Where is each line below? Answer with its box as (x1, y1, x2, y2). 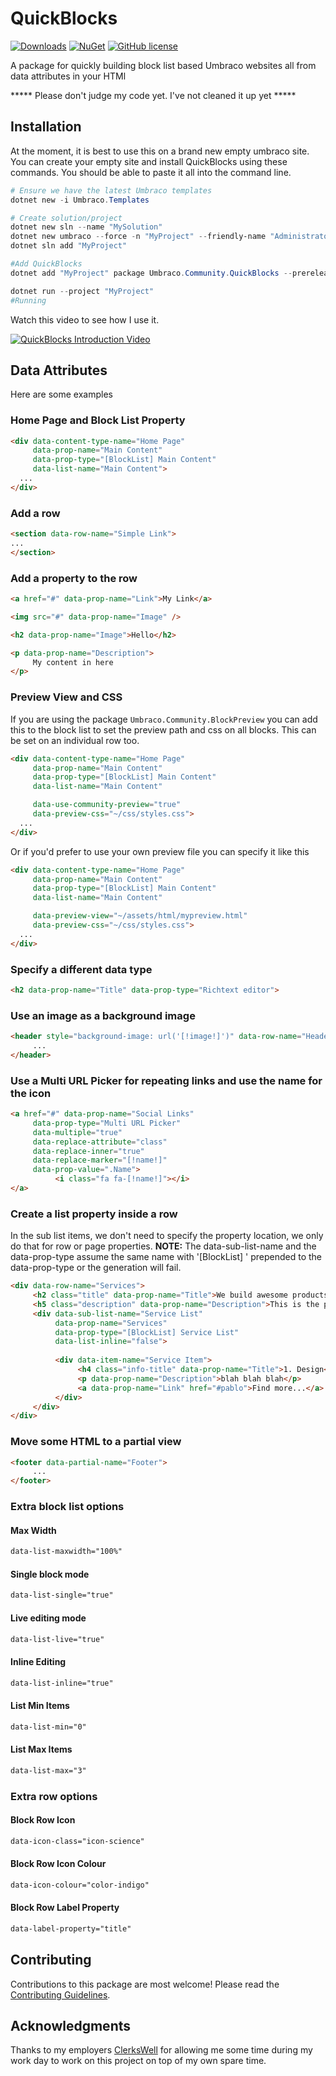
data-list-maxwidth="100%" (10, 1547, 123, 1557)
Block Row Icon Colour (10, 1858, 107, 1870)
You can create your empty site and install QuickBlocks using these (10, 155, 288, 167)
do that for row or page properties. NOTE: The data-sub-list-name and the (10, 1240, 317, 1252)
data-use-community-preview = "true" (32, 800, 182, 810)
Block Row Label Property (10, 1902, 120, 1914)
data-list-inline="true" (10, 1678, 114, 1688)
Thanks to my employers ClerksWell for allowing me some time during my (10, 2044, 313, 2056)
